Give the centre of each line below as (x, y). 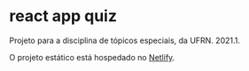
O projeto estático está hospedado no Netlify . (92, 57)
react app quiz (63, 16)
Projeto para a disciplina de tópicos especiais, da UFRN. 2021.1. (125, 40)
